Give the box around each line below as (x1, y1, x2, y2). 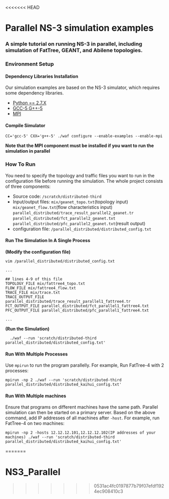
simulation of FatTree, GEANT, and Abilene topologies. (5, 47, 143, 54)
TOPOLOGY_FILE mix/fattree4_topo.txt (5, 281, 86, 286)
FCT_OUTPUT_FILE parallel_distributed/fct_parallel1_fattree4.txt (5, 303, 149, 308)
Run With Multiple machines (5, 393, 66, 399)
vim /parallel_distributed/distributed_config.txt (5, 258, 115, 264)
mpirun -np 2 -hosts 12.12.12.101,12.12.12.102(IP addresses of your (5, 430, 156, 436)
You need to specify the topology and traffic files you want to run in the (5, 172, 155, 178)
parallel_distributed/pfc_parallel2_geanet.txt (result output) (12, 220, 146, 226)
